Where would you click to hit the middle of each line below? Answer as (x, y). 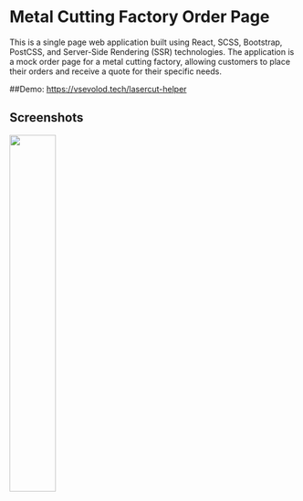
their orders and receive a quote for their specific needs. (115, 71)
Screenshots (47, 117)
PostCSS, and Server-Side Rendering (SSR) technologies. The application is (152, 51)
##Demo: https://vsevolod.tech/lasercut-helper (98, 89)
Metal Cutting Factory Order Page (140, 17)
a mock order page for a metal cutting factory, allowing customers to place (150, 61)
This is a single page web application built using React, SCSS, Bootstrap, (146, 42)
